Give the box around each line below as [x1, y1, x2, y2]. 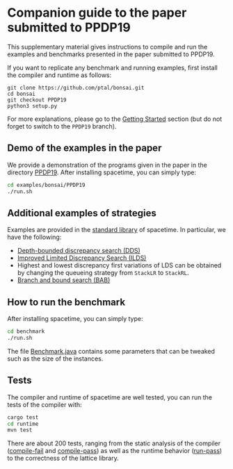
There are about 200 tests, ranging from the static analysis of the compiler [7, 439, 221, 447]
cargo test [7, 413, 39, 421]
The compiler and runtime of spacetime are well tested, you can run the [7, 393, 212, 401]
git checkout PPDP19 [7, 96, 67, 104]
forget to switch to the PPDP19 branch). [7, 122, 117, 130]
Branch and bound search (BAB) [17, 276, 111, 284]
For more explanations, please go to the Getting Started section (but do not [7, 115, 223, 123]
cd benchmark [7, 328, 45, 335]
